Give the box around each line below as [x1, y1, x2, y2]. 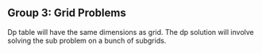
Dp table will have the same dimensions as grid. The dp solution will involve [7, 27, 255, 36]
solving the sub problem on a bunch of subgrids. [7, 36, 167, 45]
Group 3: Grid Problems [7, 6, 126, 20]
